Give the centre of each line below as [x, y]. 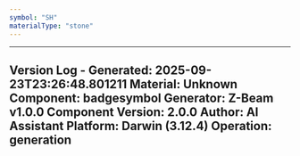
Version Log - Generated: [81, 70]
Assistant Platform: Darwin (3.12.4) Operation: [141, 126]
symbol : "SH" [33, 17]
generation [41, 140]
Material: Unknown [183, 84]
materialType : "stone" [51, 26]
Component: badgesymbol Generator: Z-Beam [142, 98]
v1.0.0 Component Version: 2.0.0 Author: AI [134, 112]
